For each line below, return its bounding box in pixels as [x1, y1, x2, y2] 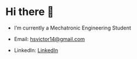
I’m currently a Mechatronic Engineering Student [13, 24, 131, 31]
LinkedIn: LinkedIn [13, 46, 59, 54]
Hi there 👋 [5, 5, 54, 19]
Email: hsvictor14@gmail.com [13, 35, 85, 42]
